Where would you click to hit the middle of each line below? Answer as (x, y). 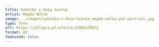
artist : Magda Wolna (27, 14)
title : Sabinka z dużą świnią (37, 10)
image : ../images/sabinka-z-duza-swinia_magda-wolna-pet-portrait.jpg (80, 19)
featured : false (22, 37)
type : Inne (16, 23)
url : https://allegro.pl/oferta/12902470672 (52, 28)
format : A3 (16, 32)
